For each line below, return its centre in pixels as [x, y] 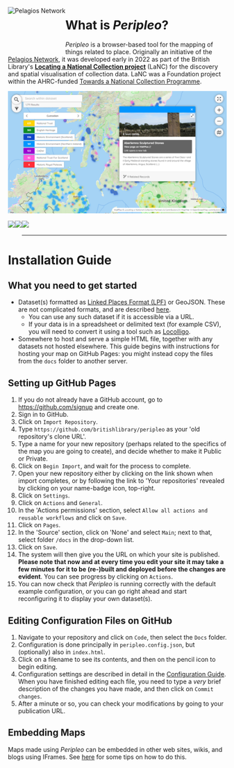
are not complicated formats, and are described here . [94, 309]
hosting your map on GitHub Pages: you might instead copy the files [116, 354]
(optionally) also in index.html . [62, 652]
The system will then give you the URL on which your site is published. [119, 554]
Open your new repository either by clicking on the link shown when [115, 473]
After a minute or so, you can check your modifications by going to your [121, 703]
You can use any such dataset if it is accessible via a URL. [111, 317]
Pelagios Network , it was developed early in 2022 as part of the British [109, 59]
